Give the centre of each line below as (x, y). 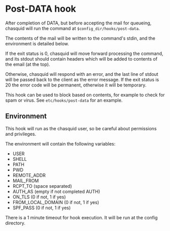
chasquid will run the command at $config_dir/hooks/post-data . (73, 28)
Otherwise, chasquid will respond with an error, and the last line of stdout (82, 74)
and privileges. (21, 134)
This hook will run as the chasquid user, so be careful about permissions (81, 128)
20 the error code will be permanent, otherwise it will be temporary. (76, 85)
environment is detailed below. (37, 43)
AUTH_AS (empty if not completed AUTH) (56, 191)
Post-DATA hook (41, 9)
